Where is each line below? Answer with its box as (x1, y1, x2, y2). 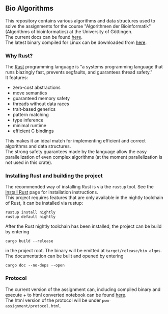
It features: (5, 75, 28, 81)
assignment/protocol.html (5, 303, 60, 308)
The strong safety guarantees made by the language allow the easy (5, 149, 147, 155)
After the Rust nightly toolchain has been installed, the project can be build (5, 223, 162, 229)
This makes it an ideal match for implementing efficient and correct (5, 138, 146, 144)
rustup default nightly (5, 214, 56, 220)
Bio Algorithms (5, 4, 54, 13)
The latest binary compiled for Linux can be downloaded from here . (5, 39, 147, 45)
